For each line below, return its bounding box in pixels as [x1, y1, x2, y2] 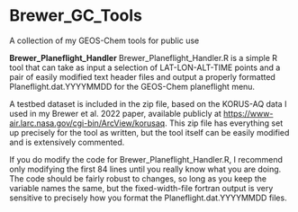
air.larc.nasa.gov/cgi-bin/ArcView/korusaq [9, 118, 166, 128]
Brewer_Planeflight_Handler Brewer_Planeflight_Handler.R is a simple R [9, 52, 277, 63]
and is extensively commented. [9, 137, 125, 147]
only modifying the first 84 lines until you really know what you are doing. [9, 163, 282, 174]
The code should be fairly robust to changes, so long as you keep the [9, 172, 267, 184]
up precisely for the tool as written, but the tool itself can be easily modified [9, 127, 290, 137]
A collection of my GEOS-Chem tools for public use [9, 35, 200, 46]
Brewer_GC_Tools [9, 5, 142, 26]
